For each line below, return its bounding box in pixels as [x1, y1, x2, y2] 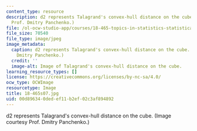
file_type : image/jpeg [6, 36, 62, 42]
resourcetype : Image [6, 85, 57, 91]
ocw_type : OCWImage [6, 80, 54, 86]
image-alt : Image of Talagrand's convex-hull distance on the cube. [11, 63, 182, 69]
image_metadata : [6, 42, 46, 48]
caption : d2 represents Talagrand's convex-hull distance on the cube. [11, 47, 191, 53]
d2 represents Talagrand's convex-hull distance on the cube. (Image [6, 112, 172, 119]
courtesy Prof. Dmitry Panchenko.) [6, 118, 90, 125]
